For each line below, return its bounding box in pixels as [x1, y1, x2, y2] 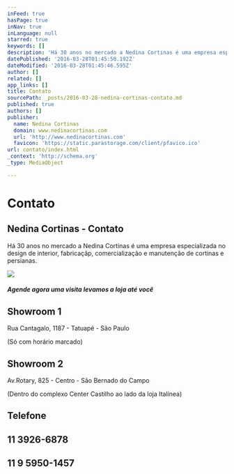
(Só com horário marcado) [7, 337, 84, 346]
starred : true [7, 36, 49, 43]
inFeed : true [7, 10, 45, 17]
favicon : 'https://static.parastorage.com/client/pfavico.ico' [13, 140, 201, 147]
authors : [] [7, 107, 42, 114]
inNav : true [7, 23, 42, 30]
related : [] [7, 75, 42, 82]
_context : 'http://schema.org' [7, 153, 98, 160]
